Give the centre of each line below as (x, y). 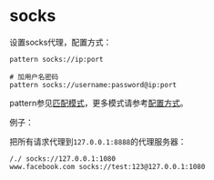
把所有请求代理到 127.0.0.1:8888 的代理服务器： (98, 141)
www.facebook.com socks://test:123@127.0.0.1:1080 (107, 166)
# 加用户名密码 (34, 77)
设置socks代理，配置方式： (61, 42)
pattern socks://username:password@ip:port (93, 85)
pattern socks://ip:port (56, 59)
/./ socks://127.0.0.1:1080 (63, 159)
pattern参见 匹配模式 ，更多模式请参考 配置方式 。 (99, 103)
